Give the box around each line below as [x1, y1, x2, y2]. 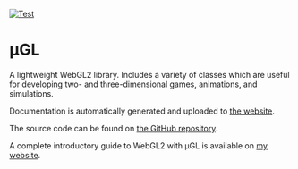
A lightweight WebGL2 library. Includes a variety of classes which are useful [9, 69, 290, 80]
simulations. [9, 88, 54, 98]
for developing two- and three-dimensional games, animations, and [9, 79, 258, 89]
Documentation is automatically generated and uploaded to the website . [9, 106, 276, 116]
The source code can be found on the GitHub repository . [9, 123, 218, 133]
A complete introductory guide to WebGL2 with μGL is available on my [9, 139, 268, 151]
